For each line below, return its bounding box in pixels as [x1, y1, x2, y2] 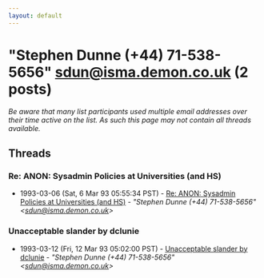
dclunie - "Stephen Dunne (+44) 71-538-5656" [19, 252, 175, 262]
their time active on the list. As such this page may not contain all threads [8, 115, 252, 125]
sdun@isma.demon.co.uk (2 [54, 63, 249, 81]
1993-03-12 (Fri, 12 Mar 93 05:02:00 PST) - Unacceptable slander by [19, 244, 248, 253]
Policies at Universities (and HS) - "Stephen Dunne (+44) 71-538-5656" [19, 197, 257, 207]
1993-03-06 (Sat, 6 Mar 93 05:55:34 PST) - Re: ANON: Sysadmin [19, 189, 236, 198]
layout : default [8, 11, 62, 20]
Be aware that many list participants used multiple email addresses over [8, 106, 248, 116]
